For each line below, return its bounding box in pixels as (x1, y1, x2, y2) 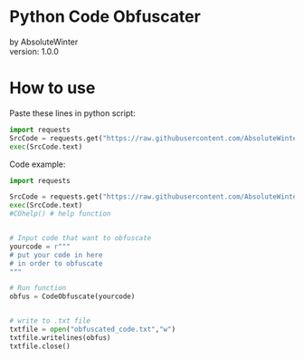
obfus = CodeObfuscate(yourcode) (9, 292, 136, 301)
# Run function (9, 284, 67, 293)
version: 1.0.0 (9, 45, 59, 56)
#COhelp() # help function (9, 209, 111, 218)
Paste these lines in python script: (9, 107, 136, 119)
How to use (9, 78, 96, 99)
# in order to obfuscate (9, 258, 103, 268)
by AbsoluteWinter (9, 36, 79, 47)
